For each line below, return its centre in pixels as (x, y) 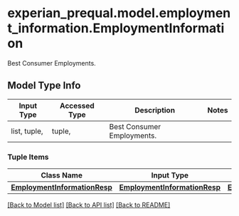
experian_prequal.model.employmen (119, 13)
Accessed (77, 106)
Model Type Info (44, 86)
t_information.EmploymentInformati (116, 28)
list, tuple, (27, 131)
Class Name (62, 175)
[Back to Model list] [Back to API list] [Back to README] (89, 205)
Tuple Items (28, 157)
